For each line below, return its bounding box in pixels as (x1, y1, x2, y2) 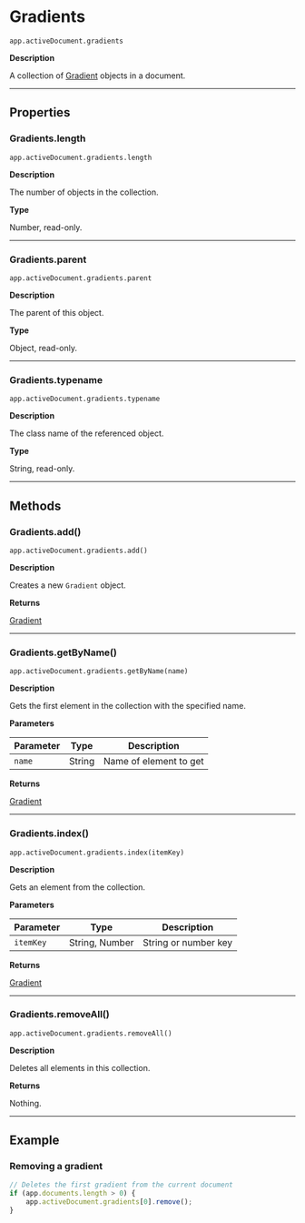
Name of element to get (103, 755, 204, 768)
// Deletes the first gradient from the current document (9, 1180, 233, 1189)
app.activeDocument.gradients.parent (9, 273, 152, 283)
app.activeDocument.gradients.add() (9, 546, 148, 555)
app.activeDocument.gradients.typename (9, 394, 161, 404)
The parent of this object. (9, 307, 104, 318)
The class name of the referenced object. (9, 428, 164, 439)
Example (9, 1133, 60, 1148)
